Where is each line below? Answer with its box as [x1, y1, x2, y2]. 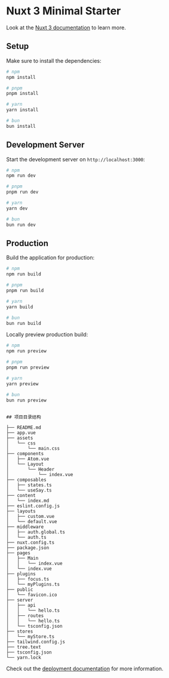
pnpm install [6, 91, 39, 97]
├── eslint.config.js [6, 503, 60, 509]
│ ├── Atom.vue [6, 456, 50, 462]
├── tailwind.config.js [6, 639, 66, 645]
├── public [6, 587, 33, 593]
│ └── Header [6, 467, 55, 473]
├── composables [6, 477, 47, 483]
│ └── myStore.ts [6, 634, 55, 640]
